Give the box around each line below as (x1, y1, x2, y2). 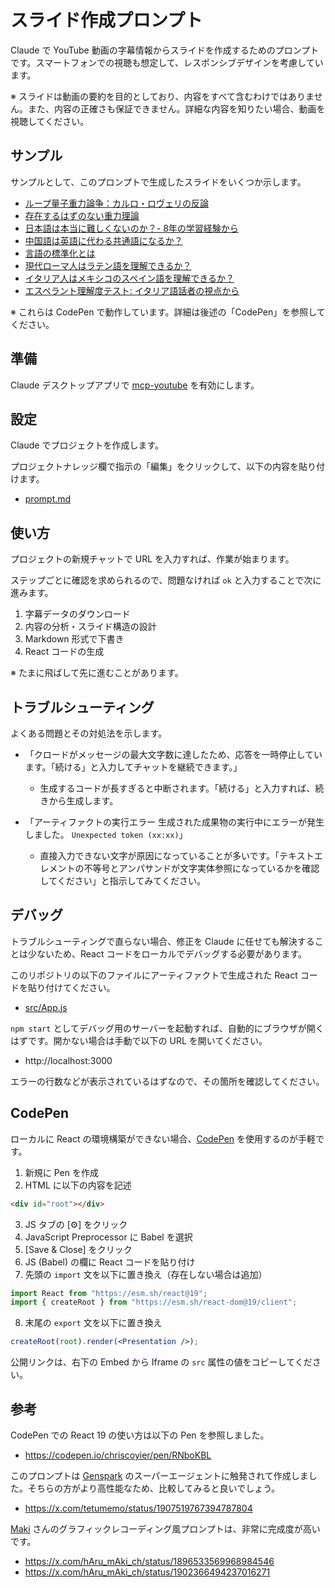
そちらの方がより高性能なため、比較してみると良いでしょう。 (27, 1482, 281, 1494)
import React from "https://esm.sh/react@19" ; (10, 1288, 208, 1298)
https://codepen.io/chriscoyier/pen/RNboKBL (24, 1449, 212, 1461)
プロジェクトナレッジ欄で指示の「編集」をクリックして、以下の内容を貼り (10, 461, 317, 473)
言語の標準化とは (24, 247, 96, 259)
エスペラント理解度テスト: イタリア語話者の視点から (24, 284, 240, 296)
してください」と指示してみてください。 (39, 875, 206, 886)
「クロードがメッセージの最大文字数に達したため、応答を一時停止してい (24, 749, 323, 760)
